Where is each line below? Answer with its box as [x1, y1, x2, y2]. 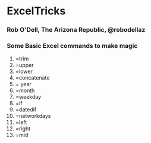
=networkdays [15, 112, 51, 120]
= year [15, 81, 32, 88]
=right [15, 125, 31, 132]
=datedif [15, 106, 37, 113]
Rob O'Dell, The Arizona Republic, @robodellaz [7, 26, 146, 34]
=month [15, 87, 35, 94]
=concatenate [15, 74, 50, 81]
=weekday [15, 93, 42, 101]
